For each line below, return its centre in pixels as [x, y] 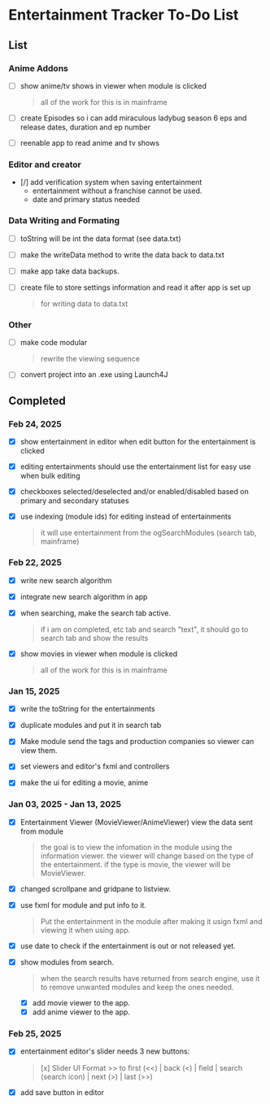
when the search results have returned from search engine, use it [150, 979]
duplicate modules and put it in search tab [91, 725]
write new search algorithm [66, 580]
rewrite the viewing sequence [90, 359]
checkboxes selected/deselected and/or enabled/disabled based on [135, 492]
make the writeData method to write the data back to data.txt [122, 255]
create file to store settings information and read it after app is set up [135, 287]
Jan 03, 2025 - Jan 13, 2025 [65, 804]
